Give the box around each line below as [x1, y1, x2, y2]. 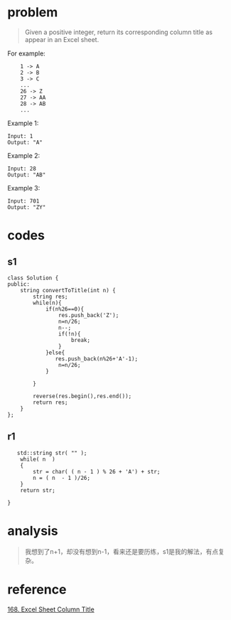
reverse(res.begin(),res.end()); [33, 392, 132, 400]
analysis [7, 523, 58, 539]
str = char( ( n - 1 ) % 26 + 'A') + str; [33, 468, 161, 475]
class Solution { [7, 274, 59, 282]
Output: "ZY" [7, 203, 46, 210]
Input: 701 [7, 197, 40, 205]
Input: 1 [7, 132, 33, 139]
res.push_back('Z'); [58, 311, 119, 319]
